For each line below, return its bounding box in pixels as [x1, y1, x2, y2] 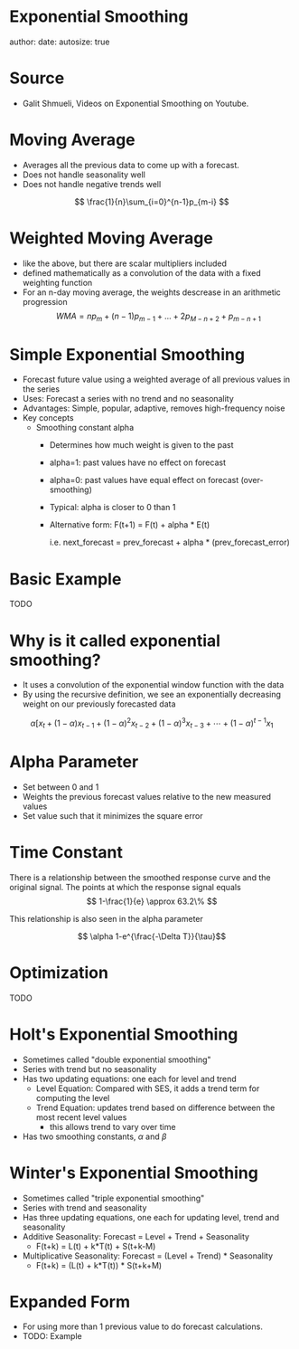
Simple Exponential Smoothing [9, 344, 246, 365]
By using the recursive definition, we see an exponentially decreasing [22, 689, 282, 700]
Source [9, 68, 65, 89]
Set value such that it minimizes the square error [22, 810, 203, 821]
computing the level [35, 1092, 110, 1103]
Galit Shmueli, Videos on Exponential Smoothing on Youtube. [22, 98, 249, 109]
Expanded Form [9, 1291, 131, 1312]
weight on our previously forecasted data [22, 698, 176, 709]
